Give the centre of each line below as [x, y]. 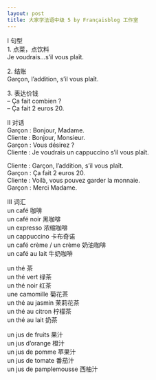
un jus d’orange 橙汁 [36, 343]
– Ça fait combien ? [34, 101]
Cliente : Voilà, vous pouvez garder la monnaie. [74, 180]
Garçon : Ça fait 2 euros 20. [46, 172]
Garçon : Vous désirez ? [41, 145]
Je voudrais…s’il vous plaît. [46, 57]
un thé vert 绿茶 [30, 277]
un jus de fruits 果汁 [35, 334]
